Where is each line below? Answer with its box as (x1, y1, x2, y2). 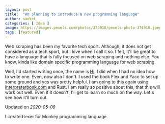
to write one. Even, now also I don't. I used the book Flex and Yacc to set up (5, 74, 159, 79)
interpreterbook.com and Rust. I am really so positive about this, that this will (5, 84, 160, 90)
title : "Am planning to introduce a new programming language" (5, 12, 139, 17)
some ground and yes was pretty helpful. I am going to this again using (5, 79, 149, 85)
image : (5, 25, 19, 30)
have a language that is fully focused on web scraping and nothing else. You (5, 54, 160, 59)
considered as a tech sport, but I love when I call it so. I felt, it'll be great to (5, 49, 156, 54)
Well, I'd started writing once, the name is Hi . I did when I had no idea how (5, 69, 155, 74)
